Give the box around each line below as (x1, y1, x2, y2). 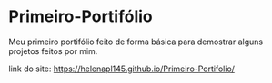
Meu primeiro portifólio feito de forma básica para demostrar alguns (8, 36, 264, 47)
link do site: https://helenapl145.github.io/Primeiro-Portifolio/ (8, 63, 236, 74)
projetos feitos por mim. (8, 45, 98, 56)
